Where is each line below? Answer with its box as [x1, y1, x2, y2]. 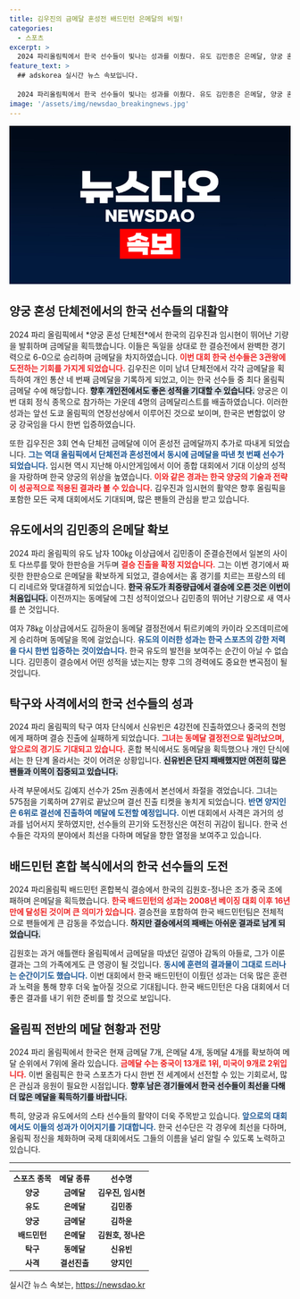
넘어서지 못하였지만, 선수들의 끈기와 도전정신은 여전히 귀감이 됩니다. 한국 [25, 819, 279, 829]
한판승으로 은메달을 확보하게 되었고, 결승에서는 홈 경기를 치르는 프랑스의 [25, 570, 277, 581]
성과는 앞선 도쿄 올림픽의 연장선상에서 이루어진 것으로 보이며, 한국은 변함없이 [9, 407, 277, 418]
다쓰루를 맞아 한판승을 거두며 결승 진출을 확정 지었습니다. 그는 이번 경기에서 [18, 559, 280, 570]
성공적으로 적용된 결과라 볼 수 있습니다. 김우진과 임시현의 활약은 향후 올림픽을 [18, 482, 287, 493]
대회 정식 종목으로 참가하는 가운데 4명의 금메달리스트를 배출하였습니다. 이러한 [18, 396, 288, 407]
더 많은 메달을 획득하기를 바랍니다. [9, 1091, 128, 1102]
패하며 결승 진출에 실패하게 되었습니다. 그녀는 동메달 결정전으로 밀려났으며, [25, 733, 285, 743]
